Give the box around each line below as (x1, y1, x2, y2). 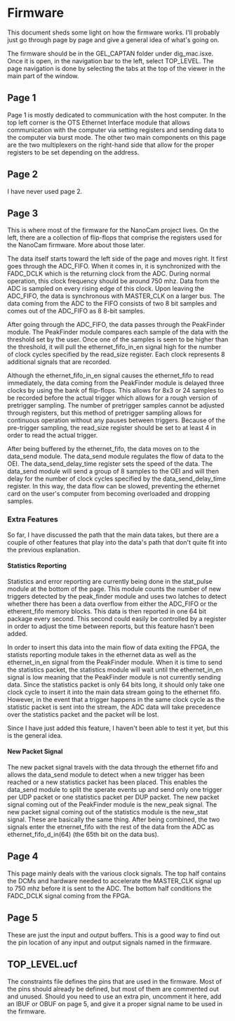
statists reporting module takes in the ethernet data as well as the (7, 650, 196, 658)
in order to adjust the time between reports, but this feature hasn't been (7, 622, 215, 630)
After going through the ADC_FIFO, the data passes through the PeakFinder (7, 320, 225, 329)
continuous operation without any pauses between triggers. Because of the (7, 416, 226, 424)
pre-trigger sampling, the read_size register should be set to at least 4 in (7, 424, 216, 432)
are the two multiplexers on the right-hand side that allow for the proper (7, 141, 215, 149)
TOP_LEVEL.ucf (7, 958, 78, 970)
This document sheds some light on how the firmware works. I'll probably (7, 28, 220, 37)
